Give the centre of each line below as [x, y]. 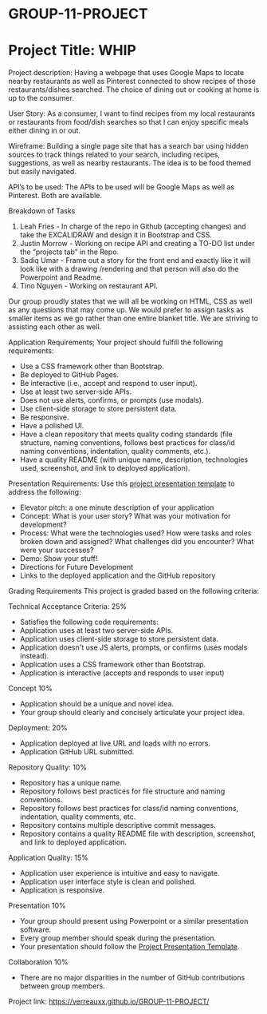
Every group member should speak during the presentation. [118, 938]
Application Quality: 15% [49, 858]
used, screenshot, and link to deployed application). [105, 468]
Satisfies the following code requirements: [89, 622]
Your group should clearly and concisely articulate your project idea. [132, 713]
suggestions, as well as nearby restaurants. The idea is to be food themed [130, 163]
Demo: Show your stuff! [59, 559]
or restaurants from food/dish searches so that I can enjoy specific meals [128, 122]
